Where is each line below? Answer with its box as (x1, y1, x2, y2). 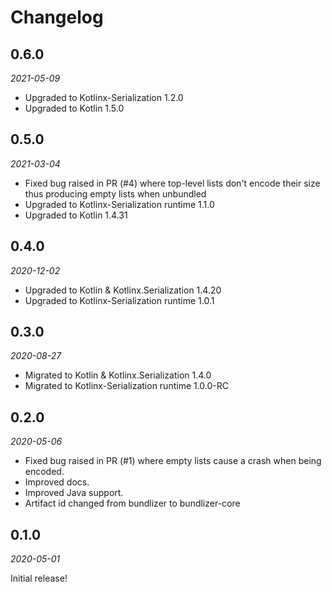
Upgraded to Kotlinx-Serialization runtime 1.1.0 (24, 198, 215, 210)
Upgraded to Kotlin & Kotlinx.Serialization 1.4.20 (24, 284, 222, 296)
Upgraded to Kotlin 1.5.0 (24, 102, 125, 114)
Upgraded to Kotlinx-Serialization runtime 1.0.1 (24, 294, 215, 306)
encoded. (24, 466, 65, 478)
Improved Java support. (24, 487, 124, 499)
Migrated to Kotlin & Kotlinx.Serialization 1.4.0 (24, 369, 212, 381)
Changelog (10, 6, 104, 29)
